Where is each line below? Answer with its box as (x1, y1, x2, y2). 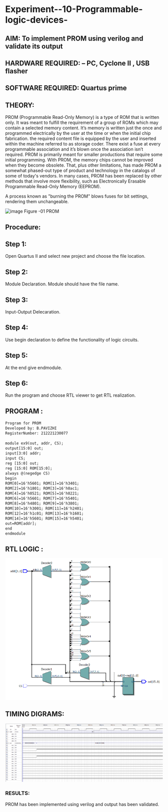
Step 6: (5, 379, 28, 388)
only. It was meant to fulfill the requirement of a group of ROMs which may (5, 119, 158, 126)
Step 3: (5, 295, 28, 304)
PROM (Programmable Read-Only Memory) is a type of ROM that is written (5, 114, 159, 120)
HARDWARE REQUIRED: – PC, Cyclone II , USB (5, 59, 150, 67)
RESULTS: (5, 790, 30, 797)
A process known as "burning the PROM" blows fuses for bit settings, (5, 193, 148, 199)
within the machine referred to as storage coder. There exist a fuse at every (5, 141, 161, 147)
